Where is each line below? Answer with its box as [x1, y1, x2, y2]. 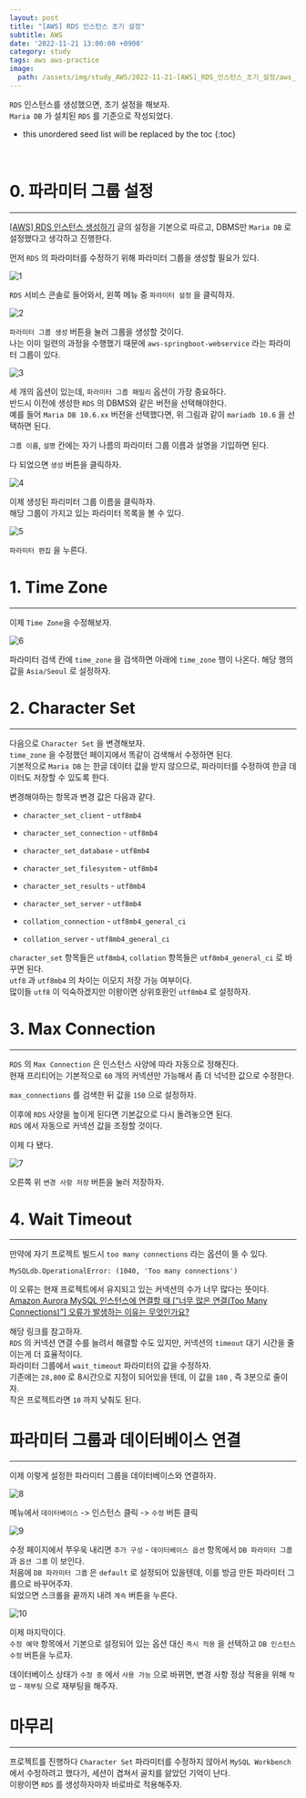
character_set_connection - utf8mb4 [22, 827, 158, 838]
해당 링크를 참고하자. [9, 1326, 83, 1337]
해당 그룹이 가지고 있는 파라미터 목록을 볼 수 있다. [9, 507, 185, 518]
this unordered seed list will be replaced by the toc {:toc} [22, 129, 237, 139]
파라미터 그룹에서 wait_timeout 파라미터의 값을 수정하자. [9, 1360, 212, 1371]
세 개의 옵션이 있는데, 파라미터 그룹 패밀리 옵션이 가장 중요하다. [9, 386, 227, 397]
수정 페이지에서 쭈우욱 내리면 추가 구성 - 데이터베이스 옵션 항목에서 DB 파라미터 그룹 [9, 1545, 293, 1555]
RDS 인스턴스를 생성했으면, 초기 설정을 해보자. [9, 98, 170, 109]
